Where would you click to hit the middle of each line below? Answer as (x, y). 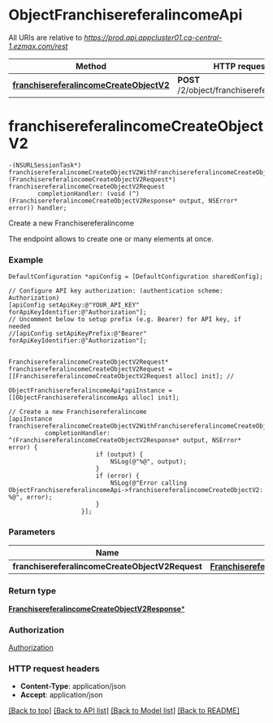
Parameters (32, 532)
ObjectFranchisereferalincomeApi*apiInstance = (91, 391)
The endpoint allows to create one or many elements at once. (111, 238)
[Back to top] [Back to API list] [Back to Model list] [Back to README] (124, 711)
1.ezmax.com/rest (38, 46)
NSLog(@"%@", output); (148, 462)
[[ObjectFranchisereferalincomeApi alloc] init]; (94, 398)
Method (91, 66)
